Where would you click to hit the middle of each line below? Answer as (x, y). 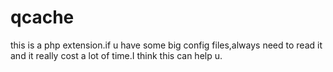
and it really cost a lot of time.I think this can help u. (116, 55)
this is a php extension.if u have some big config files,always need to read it (166, 45)
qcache (42, 17)
